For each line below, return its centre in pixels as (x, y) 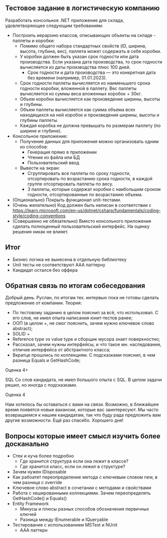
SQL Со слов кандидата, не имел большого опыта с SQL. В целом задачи (83, 380)
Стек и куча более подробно (43, 456)
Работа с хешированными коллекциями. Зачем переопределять (81, 493)
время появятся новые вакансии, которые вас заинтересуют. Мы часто (82, 410)
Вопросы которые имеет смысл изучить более (83, 436)
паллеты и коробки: (33, 40)
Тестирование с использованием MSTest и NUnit (65, 525)
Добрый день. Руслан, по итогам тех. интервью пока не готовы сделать (82, 298)
